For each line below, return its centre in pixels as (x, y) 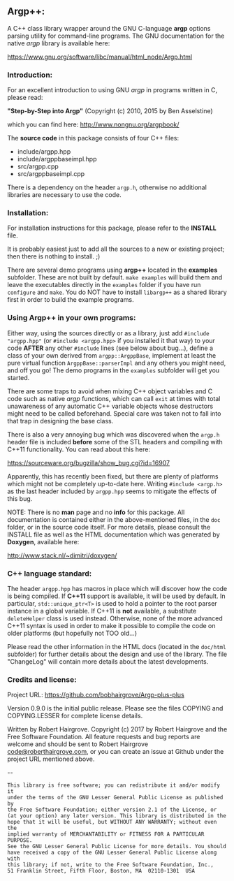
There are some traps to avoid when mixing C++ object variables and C (110, 391)
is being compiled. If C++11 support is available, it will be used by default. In (116, 596)
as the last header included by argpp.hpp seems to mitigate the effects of (112, 491)
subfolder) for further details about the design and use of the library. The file (117, 654)
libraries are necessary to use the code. (64, 195)
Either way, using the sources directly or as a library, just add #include (108, 333)
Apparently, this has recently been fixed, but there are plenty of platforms (113, 476)
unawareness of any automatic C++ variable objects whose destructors (110, 406)
